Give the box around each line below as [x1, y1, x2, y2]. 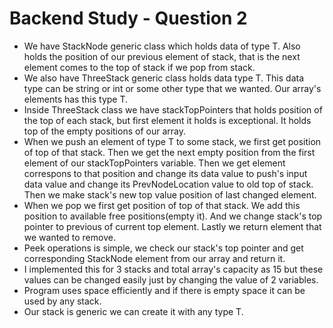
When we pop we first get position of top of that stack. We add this [23, 199, 301, 211]
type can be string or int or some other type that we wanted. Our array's [23, 82, 322, 94]
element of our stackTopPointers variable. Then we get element [23, 157, 286, 169]
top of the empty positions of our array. [23, 125, 186, 137]
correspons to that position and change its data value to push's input [23, 167, 308, 179]
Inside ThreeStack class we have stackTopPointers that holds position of [23, 103, 323, 116]
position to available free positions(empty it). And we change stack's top [23, 210, 323, 222]
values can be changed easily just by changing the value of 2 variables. [23, 273, 319, 286]
